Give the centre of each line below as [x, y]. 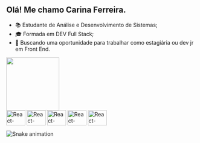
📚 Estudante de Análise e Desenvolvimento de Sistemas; [86, 25]
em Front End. [32, 49]
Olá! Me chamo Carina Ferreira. [66, 10]
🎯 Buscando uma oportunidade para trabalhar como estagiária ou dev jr [104, 42]
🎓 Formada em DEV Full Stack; [54, 34]
